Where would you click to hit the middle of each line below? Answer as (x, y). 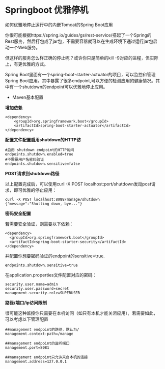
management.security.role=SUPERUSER (42, 293)
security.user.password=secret (37, 288)
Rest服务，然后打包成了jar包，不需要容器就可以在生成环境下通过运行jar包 (79, 41)
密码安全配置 (18, 213)
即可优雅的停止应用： (35, 190)
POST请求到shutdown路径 (32, 173)
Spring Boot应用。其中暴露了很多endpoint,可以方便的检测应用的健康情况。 (80, 80)
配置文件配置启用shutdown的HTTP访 (43, 139)
